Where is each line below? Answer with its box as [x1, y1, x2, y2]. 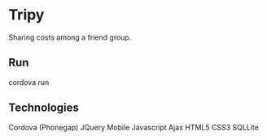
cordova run [8, 77, 50, 87]
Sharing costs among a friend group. [8, 32, 132, 42]
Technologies [8, 101, 80, 115]
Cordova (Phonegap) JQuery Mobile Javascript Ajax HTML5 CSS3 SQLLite [8, 122, 259, 132]
